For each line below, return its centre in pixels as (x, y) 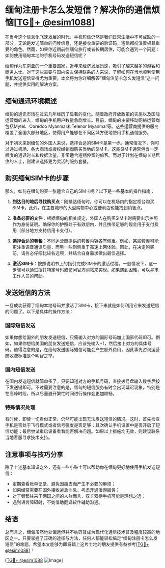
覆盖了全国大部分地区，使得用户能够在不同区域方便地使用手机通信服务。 (78, 132)
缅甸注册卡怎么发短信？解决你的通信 (78, 10)
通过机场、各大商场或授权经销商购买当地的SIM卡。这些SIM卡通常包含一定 (84, 149)
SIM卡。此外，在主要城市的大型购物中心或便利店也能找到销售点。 (79, 207)
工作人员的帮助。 (29, 276)
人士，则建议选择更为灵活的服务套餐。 (52, 161)
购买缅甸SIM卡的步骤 (37, 178)
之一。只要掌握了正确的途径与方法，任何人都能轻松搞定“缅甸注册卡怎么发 (83, 538)
